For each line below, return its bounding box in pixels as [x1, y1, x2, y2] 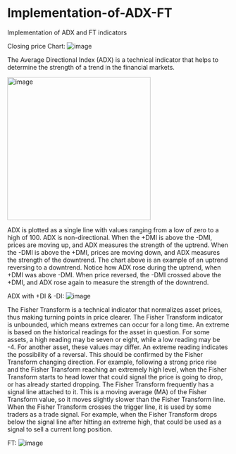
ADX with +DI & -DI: [7, 291, 65, 300]
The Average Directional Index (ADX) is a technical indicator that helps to [7, 55, 219, 64]
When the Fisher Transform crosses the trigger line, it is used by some [7, 403, 212, 411]
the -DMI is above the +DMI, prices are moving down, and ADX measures [7, 248, 221, 256]
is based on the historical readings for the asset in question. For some [7, 327, 210, 336]
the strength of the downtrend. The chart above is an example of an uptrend [7, 256, 228, 264]
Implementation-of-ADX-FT [7, 5, 173, 21]
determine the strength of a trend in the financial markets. [7, 63, 175, 71]
